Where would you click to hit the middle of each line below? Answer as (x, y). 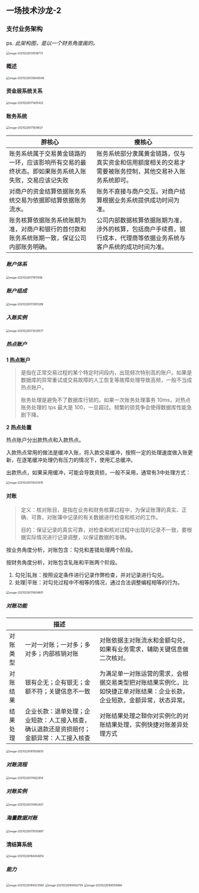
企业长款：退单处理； (54, 711)
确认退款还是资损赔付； (57, 729)
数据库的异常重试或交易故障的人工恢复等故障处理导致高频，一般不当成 (106, 380)
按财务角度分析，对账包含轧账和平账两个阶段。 (63, 563)
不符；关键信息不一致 (60, 692)
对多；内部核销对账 (52, 654)
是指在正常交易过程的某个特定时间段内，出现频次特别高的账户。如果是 (106, 372)
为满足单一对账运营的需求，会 (141, 674)
